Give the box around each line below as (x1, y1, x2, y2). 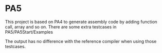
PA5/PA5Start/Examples (5, 29, 54, 35)
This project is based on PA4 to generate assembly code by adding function (5, 19, 157, 25)
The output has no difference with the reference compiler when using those (5, 38, 157, 44)
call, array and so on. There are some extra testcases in (5, 24, 117, 29)
